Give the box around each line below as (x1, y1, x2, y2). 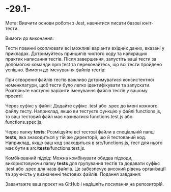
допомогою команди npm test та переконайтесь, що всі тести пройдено (5, 61, 162, 67)
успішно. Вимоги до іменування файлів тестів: (5, 67, 106, 73)
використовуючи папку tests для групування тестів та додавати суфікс (5, 160, 160, 166)
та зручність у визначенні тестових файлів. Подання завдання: (5, 171, 141, 177)
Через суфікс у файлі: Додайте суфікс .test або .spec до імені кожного (5, 102, 158, 108)
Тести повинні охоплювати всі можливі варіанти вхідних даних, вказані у (5, 45, 164, 51)
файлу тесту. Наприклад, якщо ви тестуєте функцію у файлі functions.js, (5, 108, 162, 114)
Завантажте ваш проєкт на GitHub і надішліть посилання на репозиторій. (5, 181, 164, 187)
